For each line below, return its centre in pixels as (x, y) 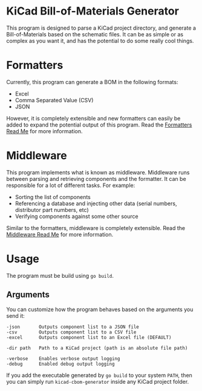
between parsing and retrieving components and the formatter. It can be (96, 179)
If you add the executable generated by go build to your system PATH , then (99, 375)
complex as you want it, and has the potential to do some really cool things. (100, 41)
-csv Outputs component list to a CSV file (71, 332)
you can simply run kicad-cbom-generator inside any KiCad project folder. (98, 381)
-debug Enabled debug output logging (60, 364)
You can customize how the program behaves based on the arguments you (100, 309)
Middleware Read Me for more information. (60, 234)
